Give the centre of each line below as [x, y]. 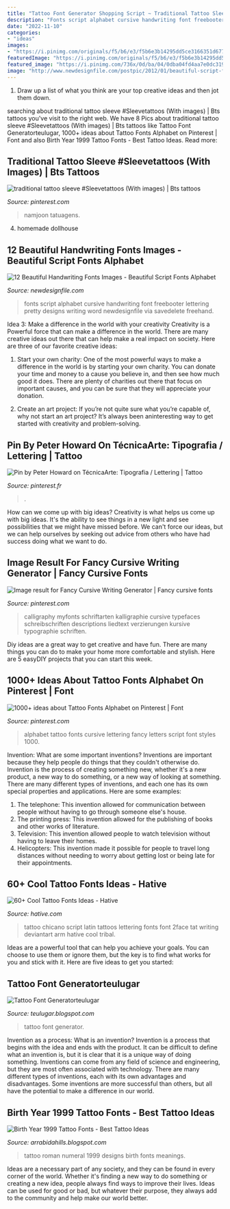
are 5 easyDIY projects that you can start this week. [80, 659]
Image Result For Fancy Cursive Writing [93, 563]
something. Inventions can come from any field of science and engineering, [114, 1062]
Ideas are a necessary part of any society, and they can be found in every [111, 1169]
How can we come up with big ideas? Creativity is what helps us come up [111, 512]
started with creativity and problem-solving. [79, 424]
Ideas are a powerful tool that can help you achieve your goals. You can [108, 948]
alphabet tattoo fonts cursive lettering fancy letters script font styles [120, 734]
